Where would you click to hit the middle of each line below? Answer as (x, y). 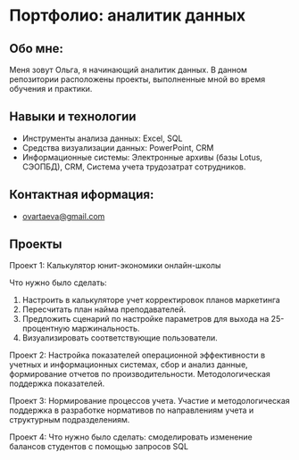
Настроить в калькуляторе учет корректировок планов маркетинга (151, 300)
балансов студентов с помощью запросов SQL (99, 447)
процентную (46, 329)
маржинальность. (105, 329)
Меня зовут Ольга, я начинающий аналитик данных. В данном (129, 70)
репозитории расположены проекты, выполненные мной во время (137, 79)
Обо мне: (37, 49)
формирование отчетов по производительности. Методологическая (140, 374)
